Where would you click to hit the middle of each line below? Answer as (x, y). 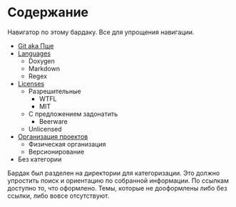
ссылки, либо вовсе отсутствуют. (58, 196)
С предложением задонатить (73, 114)
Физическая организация (67, 144)
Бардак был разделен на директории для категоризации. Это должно (114, 173)
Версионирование (56, 152)
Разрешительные (55, 91)
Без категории (40, 159)
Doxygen (42, 60)
